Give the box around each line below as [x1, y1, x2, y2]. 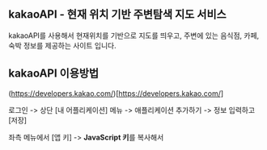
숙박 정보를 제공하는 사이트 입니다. [8, 40, 117, 50]
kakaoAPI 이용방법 [8, 67, 100, 81]
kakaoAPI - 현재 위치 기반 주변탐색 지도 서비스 [8, 7, 227, 22]
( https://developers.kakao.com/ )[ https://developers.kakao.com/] [8, 88, 224, 98]
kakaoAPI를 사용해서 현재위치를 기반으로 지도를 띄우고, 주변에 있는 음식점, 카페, [8, 31, 260, 40]
